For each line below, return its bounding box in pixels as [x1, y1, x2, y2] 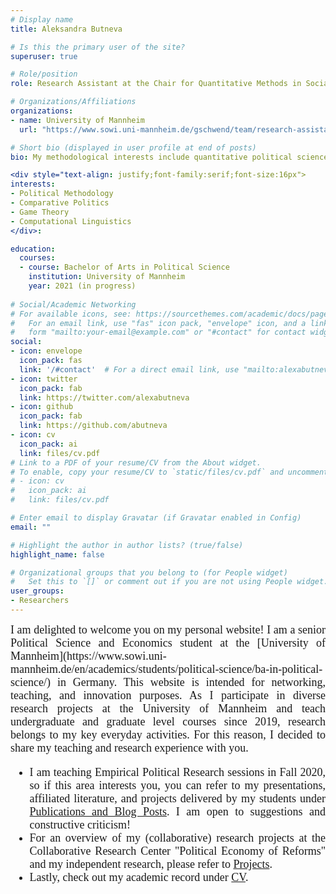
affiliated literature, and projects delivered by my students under [29, 791, 326, 805]
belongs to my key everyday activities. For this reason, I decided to [10, 727, 326, 741]
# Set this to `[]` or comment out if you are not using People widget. [10, 577, 329, 587]
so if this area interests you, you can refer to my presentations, [29, 778, 326, 792]
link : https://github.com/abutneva [19, 421, 168, 431]
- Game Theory [10, 207, 70, 217]
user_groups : [10, 586, 65, 596]
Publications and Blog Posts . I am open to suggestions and [29, 804, 326, 818]
